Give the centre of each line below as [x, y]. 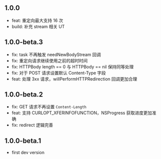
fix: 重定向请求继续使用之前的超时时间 [50, 60]
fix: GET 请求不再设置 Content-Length [49, 107]
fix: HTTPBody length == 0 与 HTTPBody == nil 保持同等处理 [72, 67]
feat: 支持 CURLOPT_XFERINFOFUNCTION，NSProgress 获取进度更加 [82, 113]
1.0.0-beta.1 [23, 141]
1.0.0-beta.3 [24, 42]
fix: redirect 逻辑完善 [32, 125]
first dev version [28, 153]
